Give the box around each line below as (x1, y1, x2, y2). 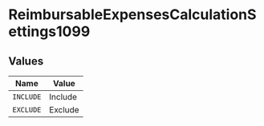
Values (8, 54, 44, 68)
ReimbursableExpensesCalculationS (8, 6, 257, 24)
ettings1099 (8, 22, 91, 41)
